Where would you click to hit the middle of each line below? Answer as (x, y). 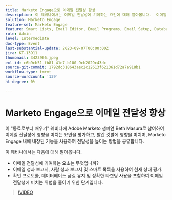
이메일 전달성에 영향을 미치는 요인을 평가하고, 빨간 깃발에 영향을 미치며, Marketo (86, 134)
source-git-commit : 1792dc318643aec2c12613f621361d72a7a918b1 (73, 67)
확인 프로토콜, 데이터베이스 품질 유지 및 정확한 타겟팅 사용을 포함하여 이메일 (88, 175)
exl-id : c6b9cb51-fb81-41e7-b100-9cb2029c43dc (56, 63)
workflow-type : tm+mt (28, 72)
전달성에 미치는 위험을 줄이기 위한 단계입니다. (58, 182)
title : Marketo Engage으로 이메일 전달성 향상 (50, 10)
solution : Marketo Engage (33, 19)
